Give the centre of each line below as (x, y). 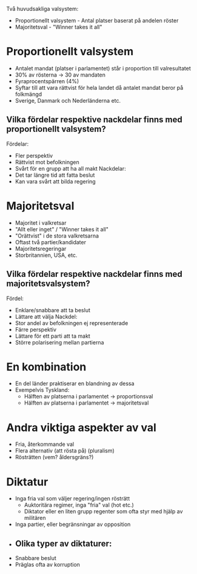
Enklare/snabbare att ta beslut (53, 310)
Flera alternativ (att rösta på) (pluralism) (65, 451)
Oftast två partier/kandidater (51, 242)
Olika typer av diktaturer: (63, 543)
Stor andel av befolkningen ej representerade (72, 323)
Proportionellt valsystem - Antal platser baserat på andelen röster (97, 20)
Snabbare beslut (35, 558)
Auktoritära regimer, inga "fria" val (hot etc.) (79, 505)
